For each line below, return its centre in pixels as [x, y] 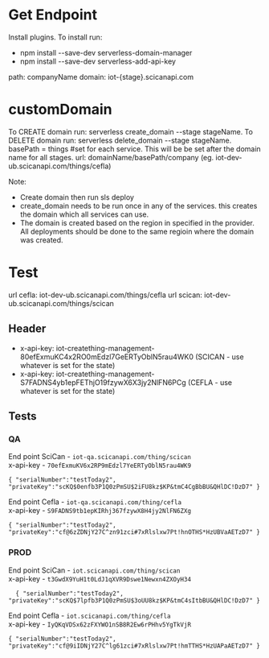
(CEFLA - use [210, 382]
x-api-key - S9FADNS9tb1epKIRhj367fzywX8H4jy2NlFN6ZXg [100, 511]
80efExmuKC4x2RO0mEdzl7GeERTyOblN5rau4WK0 [107, 357]
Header [27, 329]
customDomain [60, 110]
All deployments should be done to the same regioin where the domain [137, 231]
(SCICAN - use [220, 357]
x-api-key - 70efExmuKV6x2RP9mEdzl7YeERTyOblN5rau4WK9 [100, 466]
